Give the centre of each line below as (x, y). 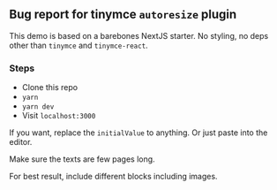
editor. (21, 142)
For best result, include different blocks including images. (113, 177)
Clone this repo (49, 87)
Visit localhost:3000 (59, 116)
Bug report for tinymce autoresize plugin (123, 15)
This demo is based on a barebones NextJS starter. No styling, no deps (139, 35)
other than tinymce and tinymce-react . (79, 45)
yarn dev (38, 107)
